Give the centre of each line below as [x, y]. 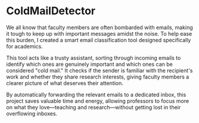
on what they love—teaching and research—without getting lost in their [94, 107]
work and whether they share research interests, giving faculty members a [98, 77]
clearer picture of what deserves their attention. [65, 83]
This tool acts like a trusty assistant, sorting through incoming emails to [94, 58]
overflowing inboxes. [32, 113]
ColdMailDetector [51, 11]
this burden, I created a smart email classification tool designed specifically [99, 40]
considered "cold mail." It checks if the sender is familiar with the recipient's [99, 70]
